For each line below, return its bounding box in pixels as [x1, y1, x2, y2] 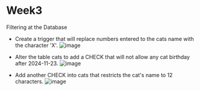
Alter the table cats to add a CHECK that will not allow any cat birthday [14, 53, 190, 60]
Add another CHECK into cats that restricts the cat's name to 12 [14, 71, 173, 78]
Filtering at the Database [6, 24, 67, 31]
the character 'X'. [14, 42, 58, 49]
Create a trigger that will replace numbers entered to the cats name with [14, 35, 195, 42]
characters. [14, 78, 44, 85]
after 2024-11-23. [14, 60, 58, 67]
